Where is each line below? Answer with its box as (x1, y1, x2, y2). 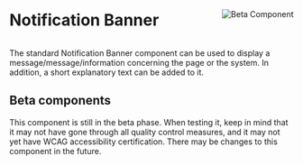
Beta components (9, 93, 111, 108)
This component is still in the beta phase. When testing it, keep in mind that (9, 116, 289, 127)
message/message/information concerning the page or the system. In (9, 57, 269, 68)
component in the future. (9, 145, 102, 156)
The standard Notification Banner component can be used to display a (9, 47, 271, 59)
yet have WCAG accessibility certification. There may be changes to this (9, 136, 278, 147)
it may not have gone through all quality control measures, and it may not (9, 126, 281, 137)
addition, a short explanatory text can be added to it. (9, 67, 205, 78)
